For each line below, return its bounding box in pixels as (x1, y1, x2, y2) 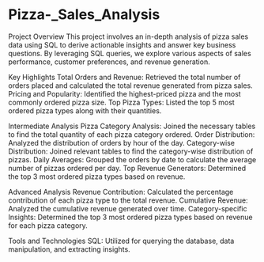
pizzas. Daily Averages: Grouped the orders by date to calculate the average (8, 154, 257, 164)
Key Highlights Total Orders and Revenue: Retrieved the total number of (8, 72, 241, 82)
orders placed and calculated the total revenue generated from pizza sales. (8, 81, 253, 90)
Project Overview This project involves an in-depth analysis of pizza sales (8, 32, 249, 41)
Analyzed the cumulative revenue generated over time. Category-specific (8, 203, 247, 213)
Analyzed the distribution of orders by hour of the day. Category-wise (8, 138, 236, 147)
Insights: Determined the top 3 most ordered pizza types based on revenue (8, 212, 253, 222)
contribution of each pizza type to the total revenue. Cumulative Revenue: (8, 196, 248, 205)
